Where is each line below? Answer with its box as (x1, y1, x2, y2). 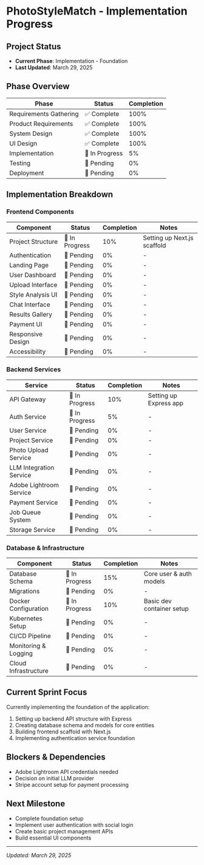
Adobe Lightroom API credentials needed (15, 768, 118, 775)
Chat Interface (9, 300, 50, 309)
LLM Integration (9, 463, 55, 471)
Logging (9, 649, 33, 658)
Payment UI (9, 320, 42, 328)
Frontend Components (6, 207, 75, 216)
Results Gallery (9, 310, 53, 318)
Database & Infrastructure (6, 544, 85, 552)
